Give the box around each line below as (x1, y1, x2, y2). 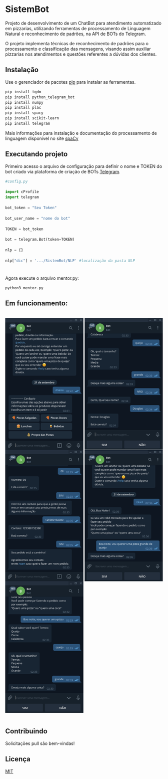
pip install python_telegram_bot (5, 94, 75, 100)
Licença (5, 755, 31, 763)
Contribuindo (5, 727, 47, 735)
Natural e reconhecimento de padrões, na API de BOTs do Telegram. (5, 31, 146, 37)
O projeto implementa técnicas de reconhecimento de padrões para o (5, 40, 149, 46)
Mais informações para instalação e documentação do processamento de (5, 130, 157, 136)
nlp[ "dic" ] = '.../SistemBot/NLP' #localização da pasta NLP (5, 258, 135, 263)
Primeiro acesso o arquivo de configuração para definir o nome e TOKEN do (5, 163, 162, 169)
